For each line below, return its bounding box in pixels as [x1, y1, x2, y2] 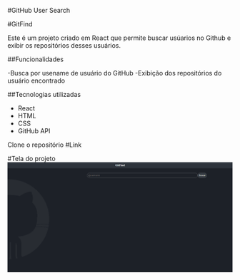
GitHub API [17, 127, 51, 135]
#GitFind [7, 20, 33, 28]
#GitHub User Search [7, 6, 71, 14]
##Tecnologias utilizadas [7, 90, 81, 98]
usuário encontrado [7, 76, 66, 85]
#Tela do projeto [7, 155, 56, 162]
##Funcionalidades [7, 55, 64, 63]
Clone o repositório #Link [7, 140, 82, 149]
